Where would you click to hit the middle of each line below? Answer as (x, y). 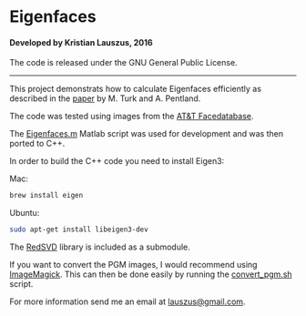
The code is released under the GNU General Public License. (124, 63)
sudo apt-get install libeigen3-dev (79, 229)
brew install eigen (46, 196)
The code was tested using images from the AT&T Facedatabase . (132, 117)
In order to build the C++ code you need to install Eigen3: (117, 161)
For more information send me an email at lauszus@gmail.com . (127, 301)
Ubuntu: (25, 213)
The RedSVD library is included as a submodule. (100, 247)
